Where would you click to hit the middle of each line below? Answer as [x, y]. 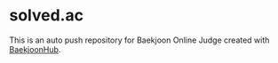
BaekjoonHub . [35, 49]
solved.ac [47, 16]
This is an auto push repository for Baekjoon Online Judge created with [139, 40]
